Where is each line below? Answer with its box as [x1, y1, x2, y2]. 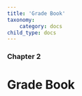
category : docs [19, 23, 63, 29]
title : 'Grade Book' [7, 10, 66, 17]
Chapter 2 [7, 52, 41, 62]
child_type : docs [7, 29, 57, 36]
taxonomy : [7, 16, 36, 23]
